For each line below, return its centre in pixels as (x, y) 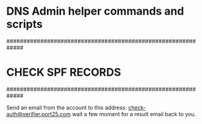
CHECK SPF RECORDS (64, 72)
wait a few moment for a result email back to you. (134, 114)
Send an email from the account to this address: (67, 108)
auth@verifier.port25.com (39, 114)
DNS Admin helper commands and (95, 11)
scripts (24, 24)
